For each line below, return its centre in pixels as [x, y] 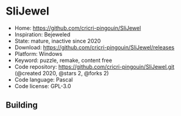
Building [22, 105]
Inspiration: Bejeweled [42, 34]
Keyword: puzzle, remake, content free [63, 60]
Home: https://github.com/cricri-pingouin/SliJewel [78, 28]
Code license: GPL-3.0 [43, 86]
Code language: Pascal [44, 80]
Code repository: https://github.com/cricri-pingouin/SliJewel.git [94, 67]
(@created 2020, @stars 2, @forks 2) [62, 73]
